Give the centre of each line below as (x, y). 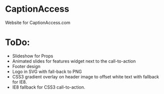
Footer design (26, 66)
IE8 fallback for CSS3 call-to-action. (49, 87)
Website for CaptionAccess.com (38, 23)
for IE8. (19, 82)
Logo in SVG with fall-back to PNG (47, 71)
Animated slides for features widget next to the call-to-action (74, 61)
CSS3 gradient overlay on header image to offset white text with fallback (86, 76)
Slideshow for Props (33, 56)
